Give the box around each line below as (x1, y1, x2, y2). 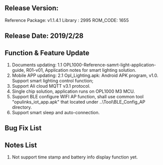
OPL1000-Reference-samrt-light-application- (63, 62, 156, 68)
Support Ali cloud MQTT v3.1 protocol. (11, 83, 90, 89)
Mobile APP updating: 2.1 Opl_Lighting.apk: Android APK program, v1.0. (11, 72, 158, 79)
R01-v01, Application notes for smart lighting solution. (26, 67, 136, 73)
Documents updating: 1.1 (11, 62, 62, 68)
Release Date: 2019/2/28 (4, 32, 83, 40)
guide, (11, 67, 25, 73)
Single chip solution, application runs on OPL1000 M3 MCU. (11, 88, 135, 94)
